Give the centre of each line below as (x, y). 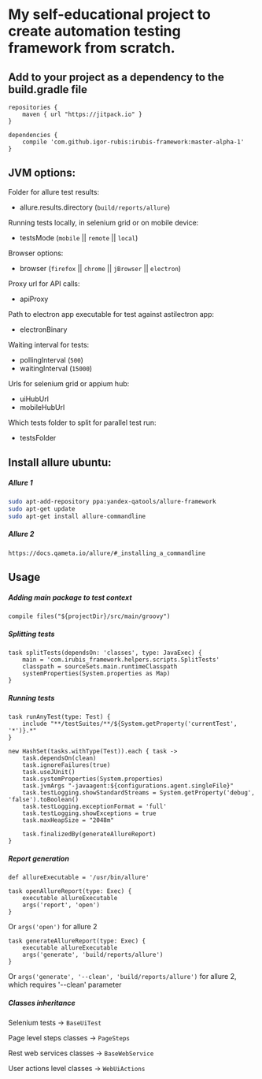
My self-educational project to (109, 15)
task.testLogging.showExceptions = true (89, 813)
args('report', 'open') (61, 905)
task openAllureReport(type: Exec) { (70, 891)
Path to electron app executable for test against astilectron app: (111, 314)
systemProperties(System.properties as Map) (96, 674)
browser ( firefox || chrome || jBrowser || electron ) (100, 268)
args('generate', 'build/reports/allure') (93, 955)
